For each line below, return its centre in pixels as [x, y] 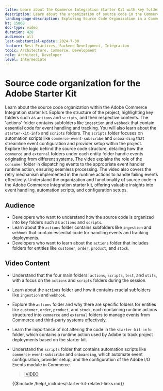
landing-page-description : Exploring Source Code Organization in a [76, 19]
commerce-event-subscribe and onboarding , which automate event [77, 354]
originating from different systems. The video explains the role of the [73, 159]
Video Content [27, 263]
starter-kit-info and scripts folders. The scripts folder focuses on [74, 133]
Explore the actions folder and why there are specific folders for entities [84, 304]
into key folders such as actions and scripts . [57, 222]
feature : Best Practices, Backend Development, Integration [67, 46]
